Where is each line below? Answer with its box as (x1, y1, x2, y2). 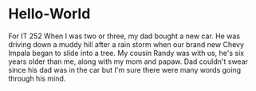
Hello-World (8, 5, 91, 23)
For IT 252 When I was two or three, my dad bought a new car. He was (8, 31, 241, 41)
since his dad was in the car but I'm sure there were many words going (8, 65, 242, 74)
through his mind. (8, 73, 66, 83)
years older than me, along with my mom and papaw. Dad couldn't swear (8, 57, 249, 66)
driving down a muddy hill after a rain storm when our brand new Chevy (8, 39, 245, 49)
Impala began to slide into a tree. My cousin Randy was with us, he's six (8, 48, 245, 57)
